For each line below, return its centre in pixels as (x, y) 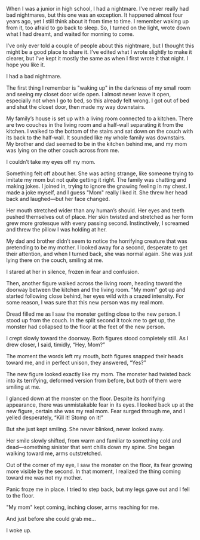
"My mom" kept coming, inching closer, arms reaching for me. (83, 507)
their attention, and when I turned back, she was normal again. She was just (99, 254)
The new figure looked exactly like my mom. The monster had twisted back (99, 374)
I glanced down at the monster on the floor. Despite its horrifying (86, 398)
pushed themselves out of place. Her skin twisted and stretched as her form (100, 217)
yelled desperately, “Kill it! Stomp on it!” (55, 417)
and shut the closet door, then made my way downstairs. (76, 107)
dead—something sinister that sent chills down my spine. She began (90, 447)
